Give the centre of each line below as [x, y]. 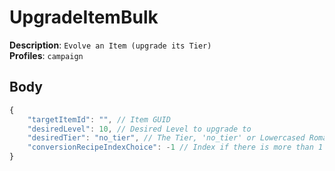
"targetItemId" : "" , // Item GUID [99, 119]
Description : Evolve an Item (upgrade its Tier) [110, 45]
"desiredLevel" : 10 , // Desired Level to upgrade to [139, 129]
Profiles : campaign [46, 55]
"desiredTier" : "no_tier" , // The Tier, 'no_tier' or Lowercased [166, 138]
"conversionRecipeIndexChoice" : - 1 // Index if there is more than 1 [175, 147]
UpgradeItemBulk [84, 17]
